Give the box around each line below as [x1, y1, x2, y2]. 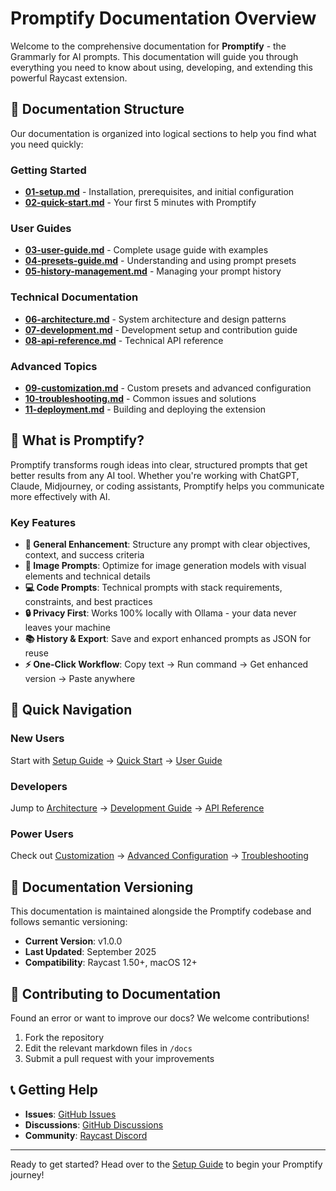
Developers [10, 779, 68, 793]
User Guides [10, 221, 72, 235]
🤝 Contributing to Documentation [10, 985, 222, 1002]
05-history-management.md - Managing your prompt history [24, 265, 282, 277]
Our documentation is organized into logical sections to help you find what [10, 127, 317, 139]
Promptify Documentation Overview [10, 7, 317, 30]
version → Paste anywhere [24, 673, 136, 685]
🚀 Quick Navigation [10, 702, 133, 719]
